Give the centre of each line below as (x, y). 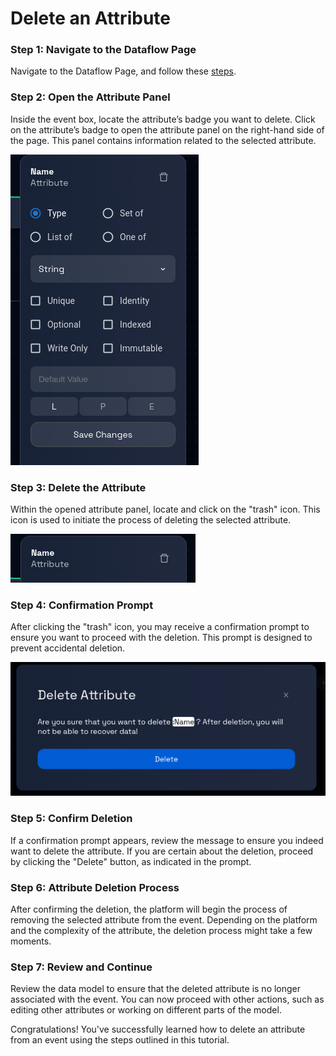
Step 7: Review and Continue (81, 967)
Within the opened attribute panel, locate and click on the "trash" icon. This (165, 509)
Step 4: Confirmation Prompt (82, 605)
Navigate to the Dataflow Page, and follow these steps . (123, 71)
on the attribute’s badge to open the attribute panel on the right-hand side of (167, 129)
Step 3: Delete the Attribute (78, 487)
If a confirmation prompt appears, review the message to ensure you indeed (167, 840)
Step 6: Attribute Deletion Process (95, 887)
